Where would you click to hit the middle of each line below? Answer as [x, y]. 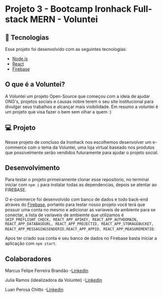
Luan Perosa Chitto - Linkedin [34, 290]
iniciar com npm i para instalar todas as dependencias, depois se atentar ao [81, 185]
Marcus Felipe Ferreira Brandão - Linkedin [47, 271]
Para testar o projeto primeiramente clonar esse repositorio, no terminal [77, 180]
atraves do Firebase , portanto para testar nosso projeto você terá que [75, 205]
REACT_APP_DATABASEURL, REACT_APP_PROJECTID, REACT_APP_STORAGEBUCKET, [79, 224]
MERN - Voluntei [64, 19]
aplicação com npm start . [31, 244]
